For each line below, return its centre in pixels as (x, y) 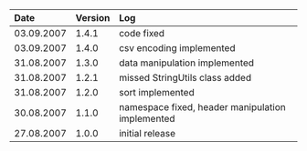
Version (93, 18)
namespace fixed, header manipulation (202, 107)
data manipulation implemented (186, 63)
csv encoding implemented (177, 48)
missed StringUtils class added (185, 78)
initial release (147, 133)
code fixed (142, 33)
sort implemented (156, 92)
